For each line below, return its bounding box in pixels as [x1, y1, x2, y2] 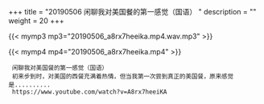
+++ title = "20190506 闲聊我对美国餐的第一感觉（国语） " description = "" [8, 7, 257, 16]
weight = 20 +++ [8, 16, 64, 26]
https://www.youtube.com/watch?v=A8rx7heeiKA [11, 88, 167, 96]
